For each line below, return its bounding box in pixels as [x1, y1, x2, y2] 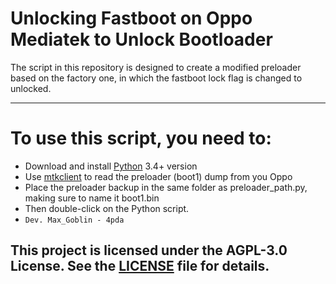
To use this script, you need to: [10, 127, 272, 150]
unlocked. [10, 82, 52, 94]
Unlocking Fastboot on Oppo [10, 7, 253, 30]
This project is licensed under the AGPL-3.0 [10, 242, 288, 259]
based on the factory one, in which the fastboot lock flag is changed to [10, 72, 303, 84]
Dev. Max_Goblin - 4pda [24, 215, 125, 225]
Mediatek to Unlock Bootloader [10, 28, 273, 51]
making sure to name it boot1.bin [24, 192, 160, 204]
